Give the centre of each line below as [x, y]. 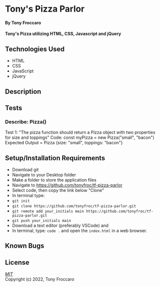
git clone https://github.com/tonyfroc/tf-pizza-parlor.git [74, 206]
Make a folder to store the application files [54, 180]
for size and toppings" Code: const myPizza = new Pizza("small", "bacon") [80, 137]
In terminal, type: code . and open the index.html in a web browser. [80, 231]
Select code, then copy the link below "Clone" [58, 190]
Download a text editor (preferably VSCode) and [60, 226]
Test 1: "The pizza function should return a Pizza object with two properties [80, 133]
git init [21, 201]
